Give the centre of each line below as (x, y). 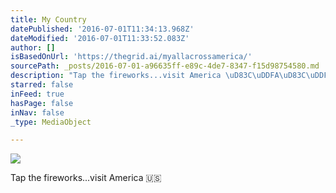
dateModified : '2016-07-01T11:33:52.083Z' (100, 38)
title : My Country (48, 19)
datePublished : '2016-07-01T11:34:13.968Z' (102, 29)
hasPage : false (42, 103)
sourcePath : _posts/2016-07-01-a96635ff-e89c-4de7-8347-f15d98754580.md (165, 66)
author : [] (33, 47)
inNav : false (37, 112)
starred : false (42, 85)
